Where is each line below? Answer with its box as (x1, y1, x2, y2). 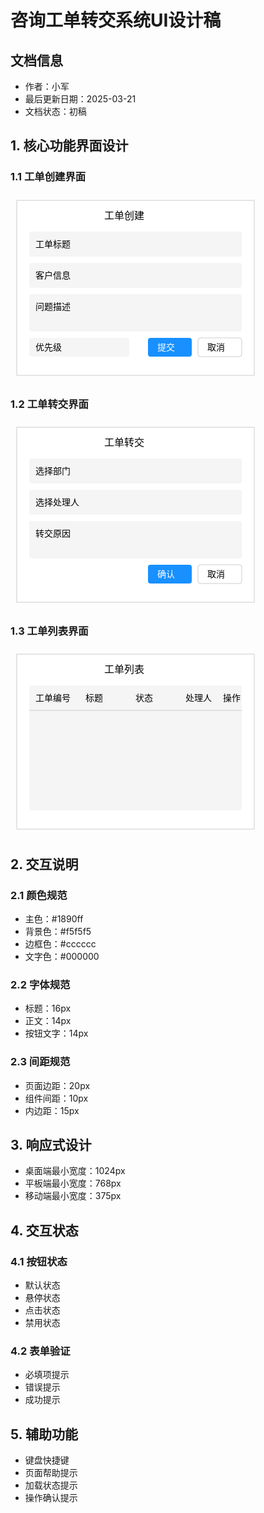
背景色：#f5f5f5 (24, 925, 92, 937)
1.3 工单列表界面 (10, 624, 89, 638)
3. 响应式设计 (10, 1136, 92, 1153)
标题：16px (24, 1002, 72, 1015)
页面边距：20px (24, 1079, 91, 1091)
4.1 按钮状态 (10, 1254, 68, 1268)
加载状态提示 (24, 1479, 78, 1491)
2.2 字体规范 (10, 977, 71, 991)
